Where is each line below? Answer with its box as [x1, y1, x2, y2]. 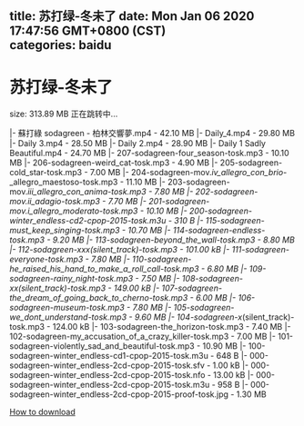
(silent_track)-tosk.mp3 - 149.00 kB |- [17, 282, 160, 293]
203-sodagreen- [167, 176, 230, 188]
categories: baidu [9, 37, 112, 53]
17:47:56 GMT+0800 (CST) [9, 24, 167, 39]
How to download [9, 407, 76, 418]
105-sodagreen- [173, 302, 235, 313]
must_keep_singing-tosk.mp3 [9, 225, 120, 236]
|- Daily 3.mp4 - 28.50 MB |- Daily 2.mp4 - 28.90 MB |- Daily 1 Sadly [9, 138, 267, 149]
